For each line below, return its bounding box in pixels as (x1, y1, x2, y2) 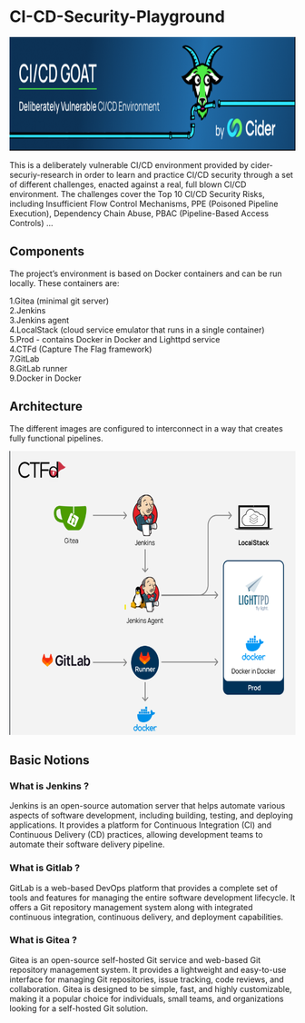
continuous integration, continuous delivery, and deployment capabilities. (9, 911, 284, 922)
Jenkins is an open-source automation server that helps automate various (9, 800, 286, 811)
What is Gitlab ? (9, 861, 81, 874)
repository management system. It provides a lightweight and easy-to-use (9, 964, 287, 975)
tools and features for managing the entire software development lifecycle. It (9, 892, 296, 903)
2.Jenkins (9, 304, 46, 315)
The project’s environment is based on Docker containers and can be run (9, 268, 282, 279)
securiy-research (9, 169, 74, 180)
